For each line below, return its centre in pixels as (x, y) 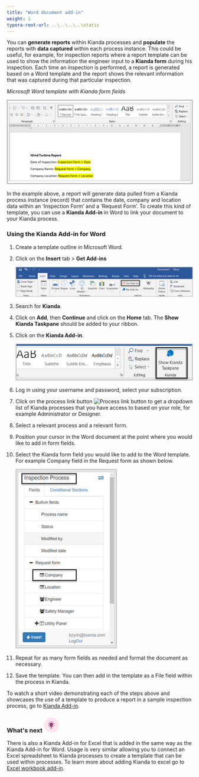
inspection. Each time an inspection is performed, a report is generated (93, 67)
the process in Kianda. (43, 682)
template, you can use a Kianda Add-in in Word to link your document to (95, 213)
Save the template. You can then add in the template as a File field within (104, 675)
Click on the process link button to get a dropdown (104, 401)
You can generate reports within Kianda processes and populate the (91, 43)
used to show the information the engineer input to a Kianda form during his (99, 61)
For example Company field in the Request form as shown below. (94, 461)
